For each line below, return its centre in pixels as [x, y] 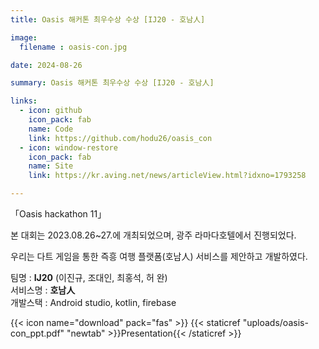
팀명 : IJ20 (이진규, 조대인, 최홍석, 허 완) [89, 277]
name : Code [51, 129]
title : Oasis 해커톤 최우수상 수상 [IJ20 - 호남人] [108, 19]
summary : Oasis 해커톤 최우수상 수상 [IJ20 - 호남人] [112, 83]
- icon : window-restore [68, 147]
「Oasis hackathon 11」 [58, 214]
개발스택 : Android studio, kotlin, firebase [93, 302]
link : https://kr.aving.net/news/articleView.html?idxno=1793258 [167, 176]
